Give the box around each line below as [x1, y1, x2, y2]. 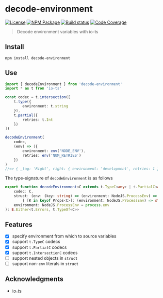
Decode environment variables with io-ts [16, 29, 98, 34]
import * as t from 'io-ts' [5, 86, 62, 91]
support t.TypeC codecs [12, 238, 61, 245]
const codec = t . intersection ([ [5, 95, 70, 100]
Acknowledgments [5, 275, 64, 283]
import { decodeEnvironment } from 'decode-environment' [5, 81, 123, 87]
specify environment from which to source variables [12, 233, 116, 239]
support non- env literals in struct [12, 260, 79, 267]
